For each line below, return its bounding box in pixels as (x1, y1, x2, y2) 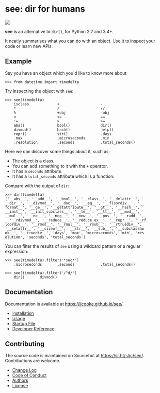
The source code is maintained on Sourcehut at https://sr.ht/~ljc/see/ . (5, 353, 144, 359)
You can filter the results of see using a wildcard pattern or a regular (5, 243, 141, 249)
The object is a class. (12, 158, 55, 164)
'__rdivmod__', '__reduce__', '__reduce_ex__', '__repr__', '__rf (9, 218, 146, 222)
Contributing (5, 340, 45, 348)
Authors (12, 377, 28, 383)
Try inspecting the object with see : (5, 88, 74, 94)
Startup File (12, 321, 35, 326)
